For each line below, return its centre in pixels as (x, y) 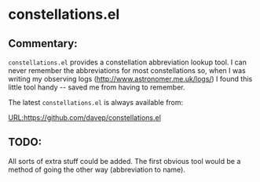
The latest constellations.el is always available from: (96, 102)
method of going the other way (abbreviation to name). (97, 169)
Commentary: (43, 44)
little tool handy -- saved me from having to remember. (97, 87)
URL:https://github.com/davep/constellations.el (84, 118)
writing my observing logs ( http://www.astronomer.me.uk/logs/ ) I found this (130, 79)
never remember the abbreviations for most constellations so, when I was (127, 71)
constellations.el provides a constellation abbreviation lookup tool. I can (128, 62)
